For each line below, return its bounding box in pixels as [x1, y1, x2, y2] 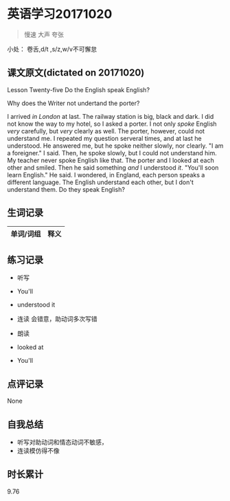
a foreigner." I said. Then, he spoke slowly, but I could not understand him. [7, 148, 218, 157]
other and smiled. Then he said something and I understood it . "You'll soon [7, 163, 219, 172]
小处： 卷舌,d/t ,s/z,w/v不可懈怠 [7, 45, 97, 53]
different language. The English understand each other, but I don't [7, 178, 194, 186]
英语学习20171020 [7, 6, 113, 22]
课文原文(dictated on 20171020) [7, 67, 145, 79]
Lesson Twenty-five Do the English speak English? [7, 85, 150, 93]
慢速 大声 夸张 [23, 30, 64, 38]
